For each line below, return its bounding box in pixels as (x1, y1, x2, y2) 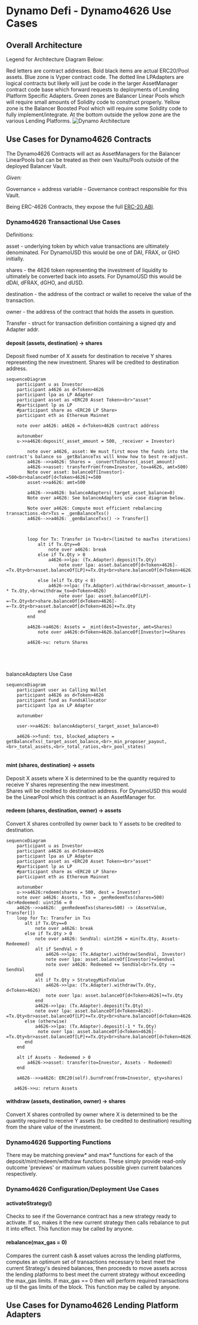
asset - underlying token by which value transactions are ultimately (6, 243, 169, 250)
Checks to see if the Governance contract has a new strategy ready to (6, 1213, 177, 1220)
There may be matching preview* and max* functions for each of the (6, 1152, 174, 1159)
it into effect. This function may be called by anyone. (6, 1225, 134, 1232)
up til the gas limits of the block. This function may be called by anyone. (6, 1283, 181, 1290)
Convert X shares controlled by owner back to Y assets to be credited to (6, 820, 181, 827)
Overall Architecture (6, 40, 82, 50)
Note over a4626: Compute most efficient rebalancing (27, 505, 162, 511)
